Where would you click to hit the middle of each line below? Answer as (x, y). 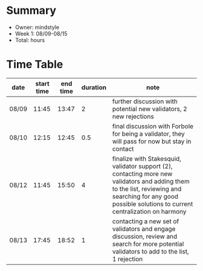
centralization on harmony (149, 211)
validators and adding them (151, 181)
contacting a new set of (146, 221)
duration (94, 87)
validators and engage (144, 229)
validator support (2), (143, 166)
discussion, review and (145, 236)
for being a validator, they (149, 133)
